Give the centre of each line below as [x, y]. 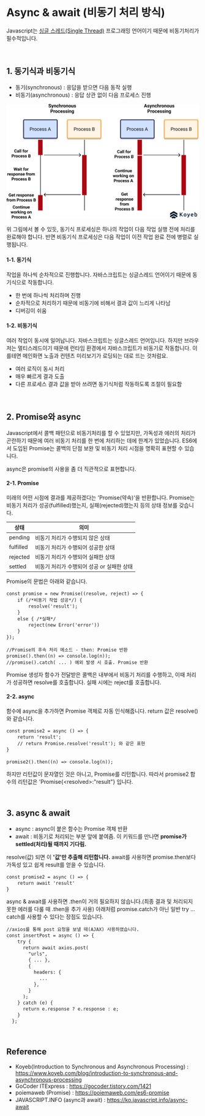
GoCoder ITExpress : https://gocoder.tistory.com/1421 [83, 1086]
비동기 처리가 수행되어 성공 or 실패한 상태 [84, 567]
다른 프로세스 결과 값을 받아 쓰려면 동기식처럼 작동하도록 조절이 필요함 [99, 384]
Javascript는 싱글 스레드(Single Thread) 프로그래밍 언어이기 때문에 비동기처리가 [103, 31]
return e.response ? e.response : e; [71, 1009]
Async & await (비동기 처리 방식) [86, 13]
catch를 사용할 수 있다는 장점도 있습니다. [55, 917]
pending [19, 538]
